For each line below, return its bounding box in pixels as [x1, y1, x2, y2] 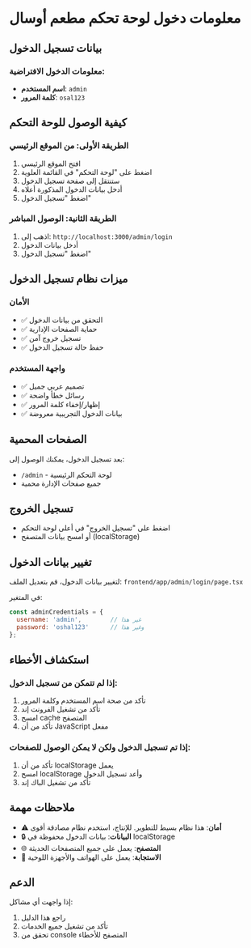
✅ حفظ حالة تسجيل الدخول [20, 342, 104, 352]
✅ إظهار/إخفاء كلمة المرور [20, 399, 100, 409]
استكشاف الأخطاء [9, 653, 90, 667]
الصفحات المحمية [9, 432, 87, 446]
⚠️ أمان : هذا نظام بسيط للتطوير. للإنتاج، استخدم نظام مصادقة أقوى [20, 823, 222, 832]
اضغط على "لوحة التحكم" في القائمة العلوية [20, 167, 153, 176]
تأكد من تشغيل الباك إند [20, 777, 91, 787]
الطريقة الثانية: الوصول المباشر [9, 213, 117, 224]
